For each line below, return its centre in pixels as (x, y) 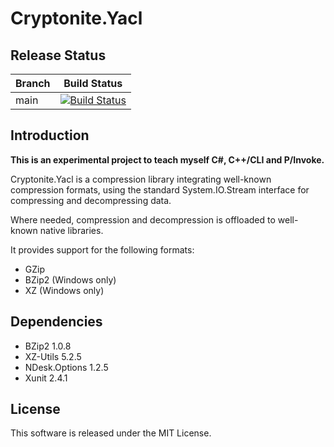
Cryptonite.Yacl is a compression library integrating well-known (141, 179)
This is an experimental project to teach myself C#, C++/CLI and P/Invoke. (167, 159)
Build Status (93, 83)
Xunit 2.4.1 (46, 378)
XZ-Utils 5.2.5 (53, 356)
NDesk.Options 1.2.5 (66, 367)
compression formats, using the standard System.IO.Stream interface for (160, 189)
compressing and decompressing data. (91, 200)
